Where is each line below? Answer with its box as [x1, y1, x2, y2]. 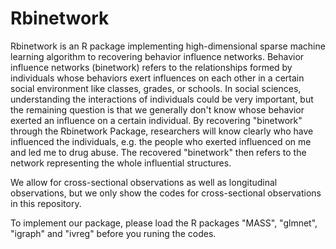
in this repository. [10, 197, 82, 209]
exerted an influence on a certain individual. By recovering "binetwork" [10, 114, 303, 126]
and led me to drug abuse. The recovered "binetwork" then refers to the [10, 146, 307, 158]
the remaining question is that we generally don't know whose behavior [10, 103, 305, 116]
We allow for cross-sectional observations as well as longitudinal [10, 176, 278, 188]
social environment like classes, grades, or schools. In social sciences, [10, 82, 302, 94]
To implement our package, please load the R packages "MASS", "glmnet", [10, 217, 318, 229]
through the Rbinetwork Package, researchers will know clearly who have [10, 125, 314, 137]
